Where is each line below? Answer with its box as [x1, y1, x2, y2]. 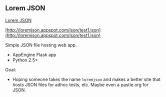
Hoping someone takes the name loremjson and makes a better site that [12, 76, 161, 82]
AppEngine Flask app [12, 51, 56, 57]
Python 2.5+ [12, 57, 38, 63]
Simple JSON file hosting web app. [5, 42, 77, 48]
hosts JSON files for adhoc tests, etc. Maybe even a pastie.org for [12, 81, 149, 87]
